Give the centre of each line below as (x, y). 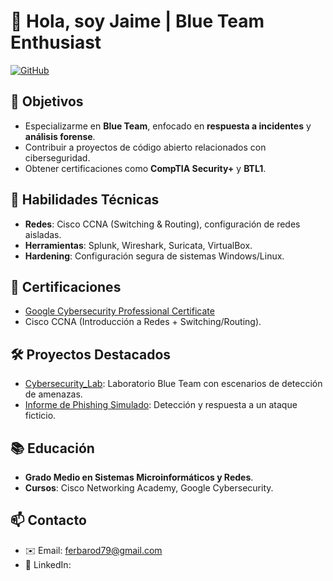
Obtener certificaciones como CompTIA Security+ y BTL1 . (145, 168)
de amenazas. (53, 394)
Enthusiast (56, 42)
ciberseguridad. (57, 157)
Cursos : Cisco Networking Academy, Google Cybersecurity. (149, 488)
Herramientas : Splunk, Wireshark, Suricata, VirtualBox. (138, 245)
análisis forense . (60, 136)
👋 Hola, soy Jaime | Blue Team (137, 21)
